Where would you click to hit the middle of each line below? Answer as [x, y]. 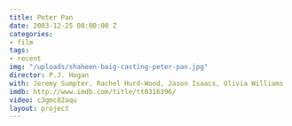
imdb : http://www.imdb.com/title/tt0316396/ [93, 91]
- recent [25, 59]
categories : [31, 34]
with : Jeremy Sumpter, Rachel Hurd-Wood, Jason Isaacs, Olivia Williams [146, 83]
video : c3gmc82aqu [43, 100]
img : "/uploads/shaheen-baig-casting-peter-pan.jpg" [109, 67]
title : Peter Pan [41, 17]
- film [21, 42]
